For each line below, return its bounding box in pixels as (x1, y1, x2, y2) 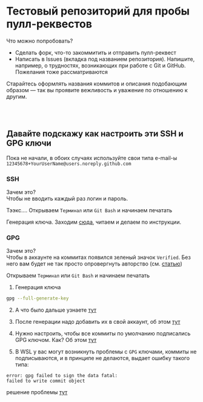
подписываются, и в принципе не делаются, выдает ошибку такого (15, 355, 190, 362)
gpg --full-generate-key (6, 295, 69, 301)
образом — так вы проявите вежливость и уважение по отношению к (6, 86, 188, 93)
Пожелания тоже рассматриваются (15, 68, 108, 75)
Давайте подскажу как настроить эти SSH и (6, 129, 184, 139)
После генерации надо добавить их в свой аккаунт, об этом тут (15, 318, 181, 326)
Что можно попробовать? (6, 37, 73, 44)
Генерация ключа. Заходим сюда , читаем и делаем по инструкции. (6, 218, 182, 226)
